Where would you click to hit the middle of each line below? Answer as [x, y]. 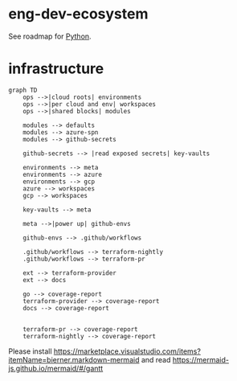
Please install [30, 351]
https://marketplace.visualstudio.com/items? [127, 351]
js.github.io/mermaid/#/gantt [56, 368]
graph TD [23, 90]
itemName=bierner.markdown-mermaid [74, 359]
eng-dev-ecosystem [78, 14]
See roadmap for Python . [50, 36]
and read [156, 359]
